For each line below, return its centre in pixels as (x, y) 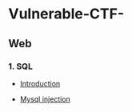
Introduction (40, 83)
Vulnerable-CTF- (66, 14)
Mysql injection (45, 99)
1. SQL (21, 66)
